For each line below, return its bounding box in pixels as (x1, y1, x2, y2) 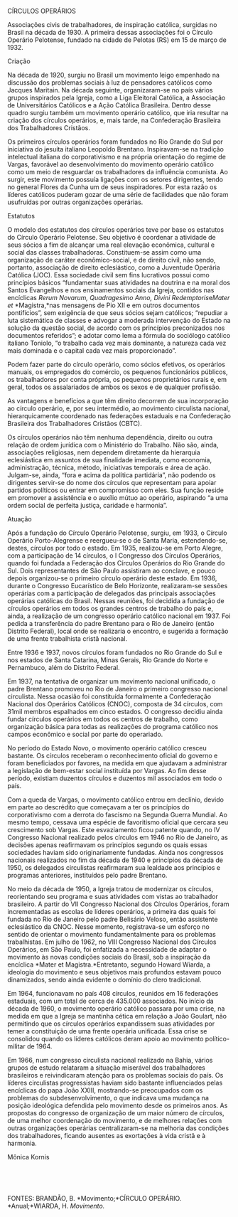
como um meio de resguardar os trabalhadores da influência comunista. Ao (7, 168, 229, 176)
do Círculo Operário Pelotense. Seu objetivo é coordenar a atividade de (7, 233, 216, 241)
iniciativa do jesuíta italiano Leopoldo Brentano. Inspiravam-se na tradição (7, 145, 224, 153)
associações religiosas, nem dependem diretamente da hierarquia (7, 448, 200, 457)
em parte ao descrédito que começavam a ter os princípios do (7, 803, 190, 811)
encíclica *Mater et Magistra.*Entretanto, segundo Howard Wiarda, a (7, 960, 211, 969)
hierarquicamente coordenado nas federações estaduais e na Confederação (7, 412, 231, 420)
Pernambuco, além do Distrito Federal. (7, 664, 120, 671)
